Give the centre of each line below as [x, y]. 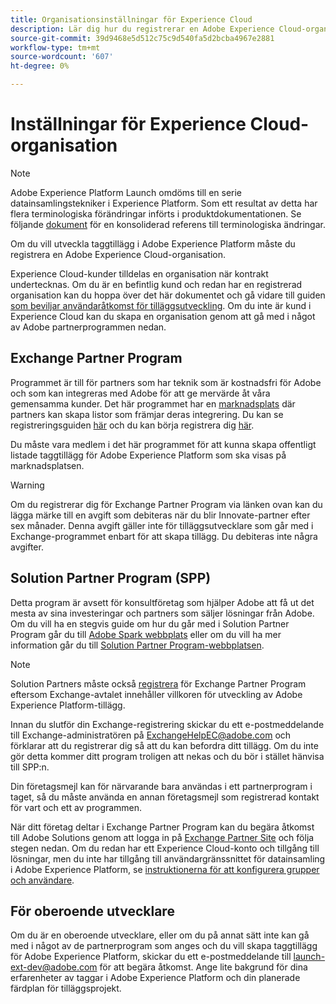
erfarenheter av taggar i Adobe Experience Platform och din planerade [155, 978]
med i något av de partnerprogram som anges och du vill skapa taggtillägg [164, 946]
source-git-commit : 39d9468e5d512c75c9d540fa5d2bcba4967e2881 [142, 38]
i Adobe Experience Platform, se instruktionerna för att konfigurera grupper [165, 869]
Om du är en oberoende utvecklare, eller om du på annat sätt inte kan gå [160, 935]
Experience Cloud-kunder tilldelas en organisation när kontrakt [139, 273]
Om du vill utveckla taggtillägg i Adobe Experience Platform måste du [153, 243]
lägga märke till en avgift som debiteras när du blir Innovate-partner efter [160, 515]
